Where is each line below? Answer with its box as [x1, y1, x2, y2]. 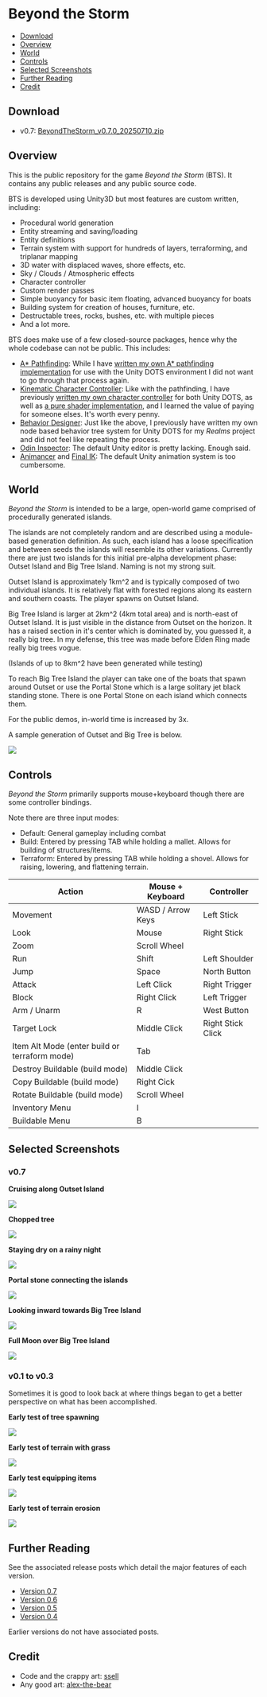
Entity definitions [19, 235, 75, 244]
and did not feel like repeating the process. [19, 434, 161, 444]
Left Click [136, 979, 172, 990]
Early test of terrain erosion [8, 1504, 101, 1513]
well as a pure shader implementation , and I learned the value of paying [19, 401, 254, 410]
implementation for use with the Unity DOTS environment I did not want [19, 367, 254, 376]
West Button [203, 1005, 249, 1016]
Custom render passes [19, 285, 95, 295]
